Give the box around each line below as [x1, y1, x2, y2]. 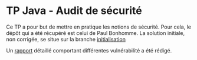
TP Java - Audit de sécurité [6, 4, 143, 17]
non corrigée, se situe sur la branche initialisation [6, 36, 126, 43]
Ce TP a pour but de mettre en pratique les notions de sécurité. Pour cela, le [6, 23, 192, 30]
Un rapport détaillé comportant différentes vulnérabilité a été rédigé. [6, 47, 172, 54]
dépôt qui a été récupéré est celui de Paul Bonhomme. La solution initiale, [6, 29, 185, 36]
